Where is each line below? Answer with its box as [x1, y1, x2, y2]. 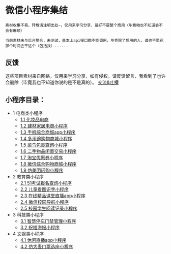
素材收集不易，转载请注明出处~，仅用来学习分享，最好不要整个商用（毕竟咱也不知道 [5, 22, 155, 28]
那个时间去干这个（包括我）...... [5, 43, 69, 48]
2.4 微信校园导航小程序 [20, 199, 69, 205]
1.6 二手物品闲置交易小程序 [20, 148, 77, 154]
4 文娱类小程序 [12, 231, 44, 237]
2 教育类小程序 [12, 173, 44, 179]
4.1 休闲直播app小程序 [20, 237, 67, 243]
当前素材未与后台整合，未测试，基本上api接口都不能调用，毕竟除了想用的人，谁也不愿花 [5, 38, 164, 43]
